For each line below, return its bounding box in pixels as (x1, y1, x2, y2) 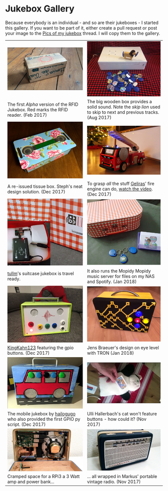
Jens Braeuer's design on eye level (87, 344, 159, 351)
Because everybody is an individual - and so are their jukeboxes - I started (5, 20, 158, 26)
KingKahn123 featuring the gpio (7, 344, 74, 351)
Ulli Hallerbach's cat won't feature (87, 410, 157, 416)
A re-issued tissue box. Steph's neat (7, 183, 83, 189)
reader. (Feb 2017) (7, 112, 47, 118)
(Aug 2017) (87, 115, 111, 121)
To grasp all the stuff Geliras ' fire (87, 181, 155, 187)
